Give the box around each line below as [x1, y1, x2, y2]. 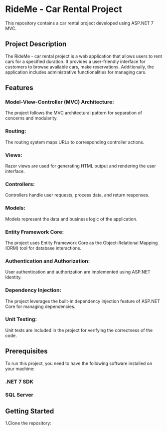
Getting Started [5, 406, 54, 415]
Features [5, 83, 33, 92]
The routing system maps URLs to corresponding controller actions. [5, 139, 145, 145]
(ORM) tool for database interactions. [5, 245, 81, 251]
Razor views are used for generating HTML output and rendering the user [5, 163, 156, 169]
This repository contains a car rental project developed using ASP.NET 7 [5, 20, 154, 26]
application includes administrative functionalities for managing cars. [5, 69, 147, 75]
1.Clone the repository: [5, 420, 51, 426]
